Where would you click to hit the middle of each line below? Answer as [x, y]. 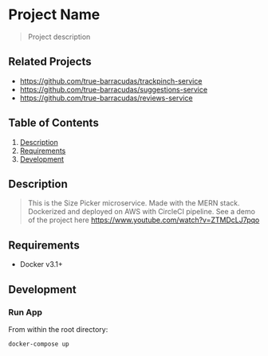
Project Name [54, 15]
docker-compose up [39, 344]
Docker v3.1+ [41, 264]
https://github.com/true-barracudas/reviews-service [106, 98]
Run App [25, 312]
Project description [59, 37]
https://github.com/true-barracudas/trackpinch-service [111, 80]
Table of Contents [54, 123]
